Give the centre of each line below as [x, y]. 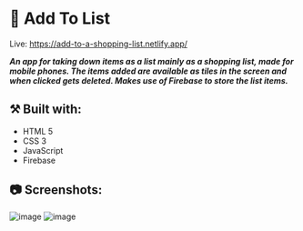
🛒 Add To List [60, 19]
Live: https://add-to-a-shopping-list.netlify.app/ [99, 44]
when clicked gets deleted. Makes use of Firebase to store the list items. [149, 80]
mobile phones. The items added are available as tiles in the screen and [148, 71]
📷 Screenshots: [56, 190]
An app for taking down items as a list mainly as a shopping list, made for [151, 61]
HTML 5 [38, 131]
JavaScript [43, 150]
